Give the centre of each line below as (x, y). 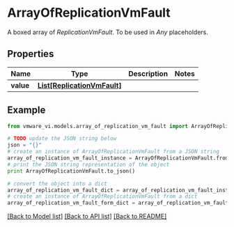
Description (148, 73)
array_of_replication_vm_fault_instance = (70, 158)
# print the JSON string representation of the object (88, 164)
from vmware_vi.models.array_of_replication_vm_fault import (98, 126)
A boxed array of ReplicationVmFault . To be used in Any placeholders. (108, 32)
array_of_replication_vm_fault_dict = (63, 190)
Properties (31, 54)
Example (26, 110)
